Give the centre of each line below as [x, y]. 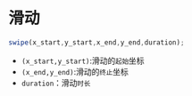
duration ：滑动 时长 [56, 83]
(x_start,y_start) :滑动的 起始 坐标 [83, 60]
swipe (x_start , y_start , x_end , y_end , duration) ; [96, 42]
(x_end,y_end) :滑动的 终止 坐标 [75, 71]
